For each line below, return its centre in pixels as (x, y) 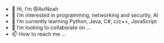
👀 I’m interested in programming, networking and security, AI (85, 15)
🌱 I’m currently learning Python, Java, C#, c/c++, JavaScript (84, 21)
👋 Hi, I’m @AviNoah (35, 9)
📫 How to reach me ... (39, 34)
